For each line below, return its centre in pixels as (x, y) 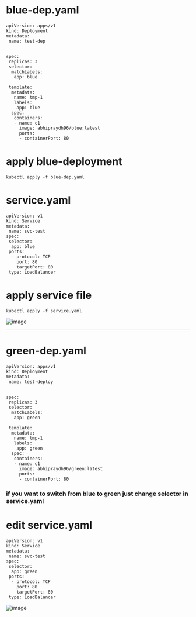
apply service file (49, 295)
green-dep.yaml (46, 351)
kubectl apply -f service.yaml (44, 311)
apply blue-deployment (64, 162)
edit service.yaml (49, 525)
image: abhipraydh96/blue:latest (60, 128)
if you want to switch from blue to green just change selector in (97, 494)
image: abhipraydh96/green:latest (61, 468)
